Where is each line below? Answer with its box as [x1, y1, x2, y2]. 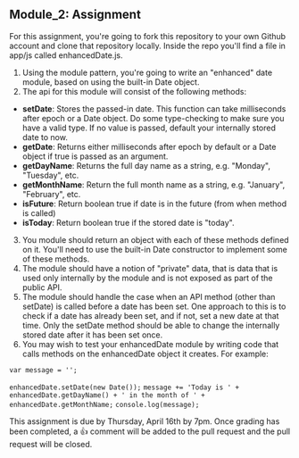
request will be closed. [9, 438, 93, 449]
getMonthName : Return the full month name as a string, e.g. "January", [21, 179, 286, 190]
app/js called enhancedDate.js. [9, 49, 123, 61]
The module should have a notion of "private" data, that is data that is [21, 262, 278, 273]
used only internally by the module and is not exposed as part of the [21, 272, 274, 283]
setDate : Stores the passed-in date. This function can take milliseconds [21, 103, 287, 114]
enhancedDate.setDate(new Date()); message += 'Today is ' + [9, 383, 239, 392]
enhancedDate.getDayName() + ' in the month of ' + [9, 390, 205, 400]
